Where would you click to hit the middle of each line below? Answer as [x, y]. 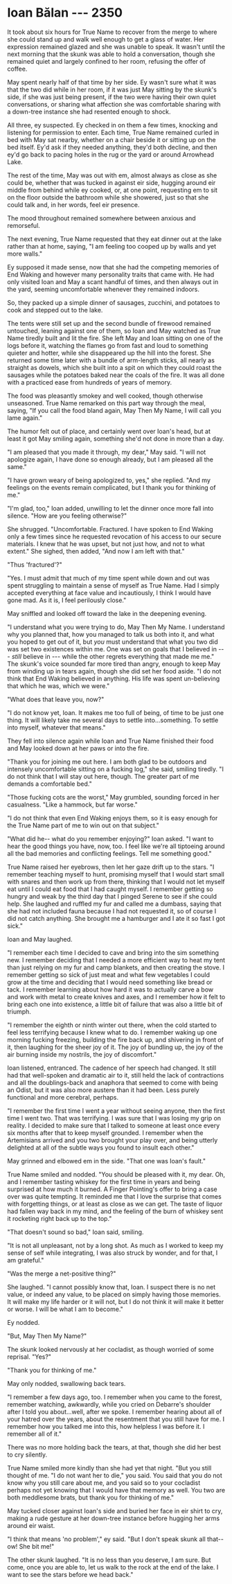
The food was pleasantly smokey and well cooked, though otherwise [105, 396]
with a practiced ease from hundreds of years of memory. [89, 382]
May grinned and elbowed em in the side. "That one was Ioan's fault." [107, 1161]
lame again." [25, 418]
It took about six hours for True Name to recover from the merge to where [112, 32]
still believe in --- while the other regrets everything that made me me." [113, 656]
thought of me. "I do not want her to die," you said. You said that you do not [115, 1475]
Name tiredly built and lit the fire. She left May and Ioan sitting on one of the [115, 338]
